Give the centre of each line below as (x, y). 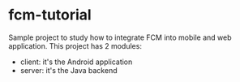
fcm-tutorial (50, 15)
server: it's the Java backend (69, 70)
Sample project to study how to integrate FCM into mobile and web (120, 37)
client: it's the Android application (76, 62)
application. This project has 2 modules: (75, 45)
